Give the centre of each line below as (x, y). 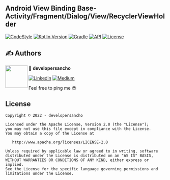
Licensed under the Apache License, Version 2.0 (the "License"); (77, 124)
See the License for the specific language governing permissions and (82, 169)
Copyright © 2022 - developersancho (44, 116)
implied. (15, 165)
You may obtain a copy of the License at (50, 134)
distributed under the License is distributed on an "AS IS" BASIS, (79, 156)
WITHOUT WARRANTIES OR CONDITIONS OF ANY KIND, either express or (77, 160)
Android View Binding (41, 8)
